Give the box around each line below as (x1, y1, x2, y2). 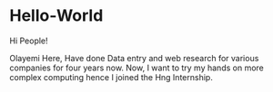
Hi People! (9, 35, 48, 46)
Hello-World (9, 5, 104, 26)
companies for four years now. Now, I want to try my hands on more (9, 62, 264, 73)
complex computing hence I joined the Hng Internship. (9, 71, 214, 82)
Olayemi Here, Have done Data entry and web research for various (9, 52, 259, 63)
